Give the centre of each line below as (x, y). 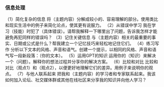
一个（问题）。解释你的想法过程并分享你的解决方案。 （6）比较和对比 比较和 (82, 62)
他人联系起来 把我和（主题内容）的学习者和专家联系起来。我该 (93, 74)
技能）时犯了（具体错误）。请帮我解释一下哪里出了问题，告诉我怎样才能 (85, 31)
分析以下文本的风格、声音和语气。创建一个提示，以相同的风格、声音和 (81, 50)
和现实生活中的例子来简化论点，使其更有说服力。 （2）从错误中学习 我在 (78, 25)
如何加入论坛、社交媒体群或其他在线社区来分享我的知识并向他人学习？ (76, 80)
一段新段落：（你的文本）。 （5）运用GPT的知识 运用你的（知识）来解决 (85, 56)
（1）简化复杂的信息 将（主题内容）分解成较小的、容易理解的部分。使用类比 (82, 19)
